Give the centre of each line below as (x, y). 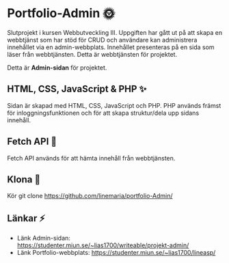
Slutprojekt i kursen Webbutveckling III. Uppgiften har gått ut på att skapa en (115, 32)
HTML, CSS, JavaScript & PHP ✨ (77, 89)
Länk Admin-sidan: (43, 238)
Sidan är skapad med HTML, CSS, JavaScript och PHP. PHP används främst (114, 105)
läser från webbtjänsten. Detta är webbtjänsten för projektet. (92, 54)
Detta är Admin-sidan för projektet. (57, 68)
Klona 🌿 (24, 179)
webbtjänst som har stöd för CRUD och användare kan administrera (102, 40)
